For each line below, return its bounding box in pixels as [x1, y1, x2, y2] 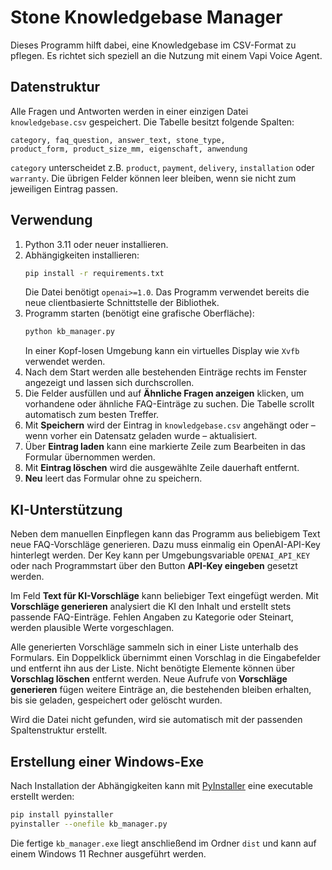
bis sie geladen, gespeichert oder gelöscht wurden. [10, 694, 223, 706]
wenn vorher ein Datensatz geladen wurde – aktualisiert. [24, 430, 258, 442]
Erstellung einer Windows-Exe [10, 753, 204, 770]
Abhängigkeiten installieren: [24, 249, 140, 261]
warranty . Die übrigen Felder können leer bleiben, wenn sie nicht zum [10, 172, 297, 184]
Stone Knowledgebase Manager [10, 6, 283, 29]
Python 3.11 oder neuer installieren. [24, 238, 169, 250]
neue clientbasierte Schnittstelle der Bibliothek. [24, 297, 220, 309]
